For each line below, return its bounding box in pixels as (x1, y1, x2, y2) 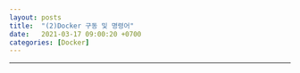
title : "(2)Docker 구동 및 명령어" (9, 21, 135, 30)
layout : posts (9, 12, 62, 22)
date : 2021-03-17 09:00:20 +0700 (9, 29, 142, 38)
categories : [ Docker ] (9, 37, 90, 47)
